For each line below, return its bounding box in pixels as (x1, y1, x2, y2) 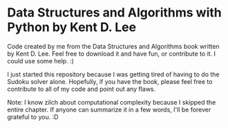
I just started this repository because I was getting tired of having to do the (7, 70, 220, 78)
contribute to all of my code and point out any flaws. (7, 85, 156, 93)
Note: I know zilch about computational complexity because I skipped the (7, 98, 216, 106)
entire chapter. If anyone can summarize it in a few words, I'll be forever (7, 105, 211, 114)
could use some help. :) (7, 56, 74, 65)
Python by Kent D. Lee (7, 19, 137, 35)
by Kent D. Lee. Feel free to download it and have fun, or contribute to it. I (7, 50, 216, 58)
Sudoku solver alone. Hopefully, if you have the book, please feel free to (7, 77, 213, 85)
